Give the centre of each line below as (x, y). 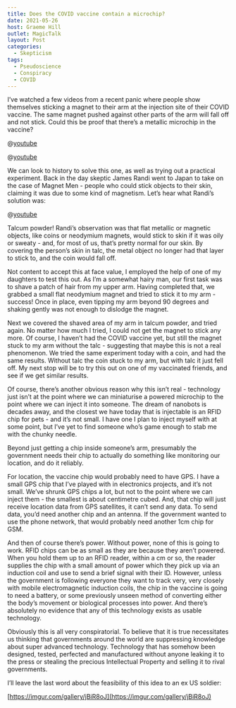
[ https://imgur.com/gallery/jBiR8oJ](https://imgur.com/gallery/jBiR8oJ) (109, 697)
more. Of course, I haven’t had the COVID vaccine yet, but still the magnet (114, 338)
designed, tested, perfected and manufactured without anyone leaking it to (116, 654)
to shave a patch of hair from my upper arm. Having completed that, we (111, 287)
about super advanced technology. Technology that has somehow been (112, 647)
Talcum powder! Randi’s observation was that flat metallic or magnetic (109, 228)
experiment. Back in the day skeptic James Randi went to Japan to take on (116, 178)
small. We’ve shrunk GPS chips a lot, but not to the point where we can (110, 492)
